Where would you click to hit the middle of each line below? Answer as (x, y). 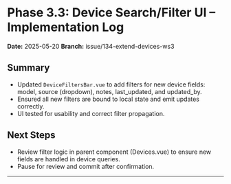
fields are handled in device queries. (68, 159)
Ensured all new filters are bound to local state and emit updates (108, 99)
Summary (29, 68)
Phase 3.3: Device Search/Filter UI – (111, 13)
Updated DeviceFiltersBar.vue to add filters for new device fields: (111, 84)
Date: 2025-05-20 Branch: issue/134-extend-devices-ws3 (91, 46)
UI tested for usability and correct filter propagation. (91, 113)
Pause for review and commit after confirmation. (86, 166)
